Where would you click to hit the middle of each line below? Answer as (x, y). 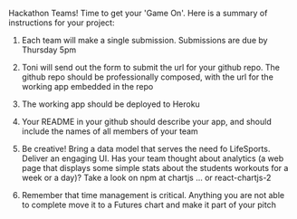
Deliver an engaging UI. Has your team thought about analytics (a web (153, 158)
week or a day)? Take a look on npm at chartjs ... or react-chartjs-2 (146, 177)
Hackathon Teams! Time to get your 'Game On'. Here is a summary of (138, 13)
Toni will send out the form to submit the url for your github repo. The (150, 67)
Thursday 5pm (49, 50)
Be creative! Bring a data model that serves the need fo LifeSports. (146, 149)
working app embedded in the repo (87, 86)
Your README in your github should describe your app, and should (147, 122)
